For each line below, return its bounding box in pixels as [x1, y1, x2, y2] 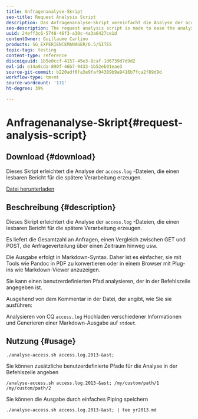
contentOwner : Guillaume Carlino [6, 36, 88, 42]
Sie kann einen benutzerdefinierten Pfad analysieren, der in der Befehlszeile [6, 277, 191, 284]
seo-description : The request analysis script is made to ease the [6, 25, 176, 31]
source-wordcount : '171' [6, 80, 67, 86]
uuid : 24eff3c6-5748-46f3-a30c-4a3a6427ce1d [6, 31, 117, 37]
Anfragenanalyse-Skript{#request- [6, 116, 183, 130]
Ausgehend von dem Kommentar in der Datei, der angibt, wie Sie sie [6, 295, 172, 302]
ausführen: [6, 302, 32, 309]
